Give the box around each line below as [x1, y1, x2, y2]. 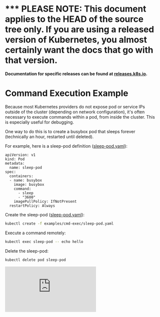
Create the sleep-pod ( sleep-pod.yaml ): [5, 211, 85, 217]
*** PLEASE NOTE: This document [5, 3, 146, 15]
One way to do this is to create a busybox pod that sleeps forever [5, 128, 136, 134]
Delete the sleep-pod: [5, 248, 49, 254]
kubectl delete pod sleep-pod [5, 257, 66, 262]
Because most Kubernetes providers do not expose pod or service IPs [5, 104, 145, 109]
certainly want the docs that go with [5, 45, 154, 56]
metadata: [5, 161, 25, 166]
